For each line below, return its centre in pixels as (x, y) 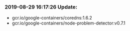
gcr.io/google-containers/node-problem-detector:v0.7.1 (68, 23)
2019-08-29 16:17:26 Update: (41, 7)
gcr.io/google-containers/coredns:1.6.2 (52, 18)
